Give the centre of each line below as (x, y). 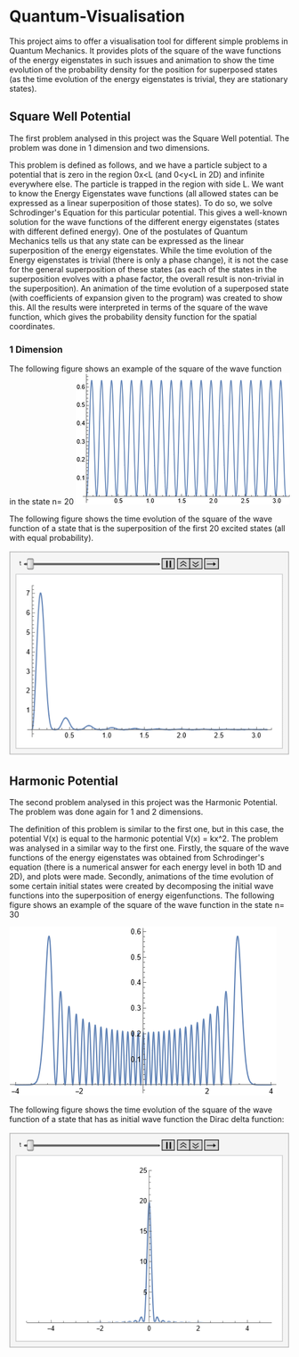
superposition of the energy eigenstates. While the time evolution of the (141, 250)
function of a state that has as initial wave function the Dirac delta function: (147, 1120)
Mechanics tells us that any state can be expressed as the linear (127, 241)
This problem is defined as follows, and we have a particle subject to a (138, 165)
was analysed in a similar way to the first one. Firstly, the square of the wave (149, 848)
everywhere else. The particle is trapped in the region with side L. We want (146, 184)
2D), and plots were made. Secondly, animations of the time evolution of (141, 877)
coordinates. (32, 326)
